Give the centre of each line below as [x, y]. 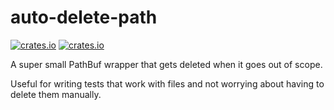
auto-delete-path [84, 17]
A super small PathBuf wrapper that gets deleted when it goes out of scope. [166, 64]
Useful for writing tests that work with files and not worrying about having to [167, 83]
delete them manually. [56, 94]
